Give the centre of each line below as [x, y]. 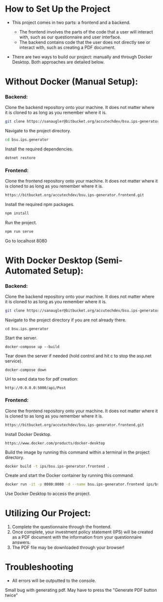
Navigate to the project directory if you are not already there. [66, 320]
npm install [17, 213]
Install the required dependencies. [39, 149]
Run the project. [21, 223]
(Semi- [108, 261]
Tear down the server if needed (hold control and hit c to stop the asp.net [78, 356]
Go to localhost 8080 [26, 241]
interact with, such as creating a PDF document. [67, 47]
